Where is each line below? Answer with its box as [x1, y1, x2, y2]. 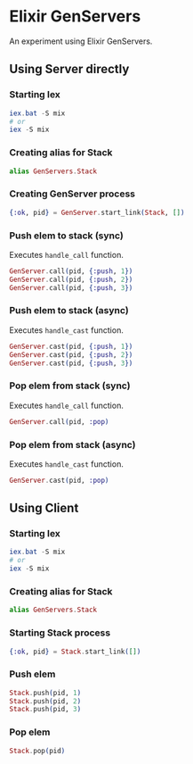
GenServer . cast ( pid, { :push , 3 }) [9, 359, 133, 368]
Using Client [9, 501, 79, 516]
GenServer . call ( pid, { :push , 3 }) [9, 283, 133, 292]
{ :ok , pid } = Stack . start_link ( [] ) [9, 647, 141, 656]
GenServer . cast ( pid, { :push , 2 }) [9, 350, 133, 359]
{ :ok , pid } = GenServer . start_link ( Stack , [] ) [9, 208, 185, 217]
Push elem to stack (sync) [9, 229, 125, 242]
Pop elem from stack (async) [9, 438, 136, 451]
